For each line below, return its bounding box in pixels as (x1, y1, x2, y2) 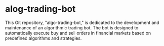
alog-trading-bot (5, 3, 76, 15)
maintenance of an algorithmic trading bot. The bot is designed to (5, 24, 139, 30)
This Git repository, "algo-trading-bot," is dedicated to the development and (5, 20, 160, 25)
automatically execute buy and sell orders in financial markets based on (5, 30, 151, 36)
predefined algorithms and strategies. (5, 35, 82, 41)
